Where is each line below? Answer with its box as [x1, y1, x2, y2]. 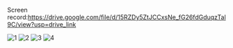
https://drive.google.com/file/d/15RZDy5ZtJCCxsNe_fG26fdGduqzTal [27, 13, 226, 21]
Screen [7, 6, 28, 14]
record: [7, 13, 29, 21]
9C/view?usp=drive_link [7, 21, 77, 28]
